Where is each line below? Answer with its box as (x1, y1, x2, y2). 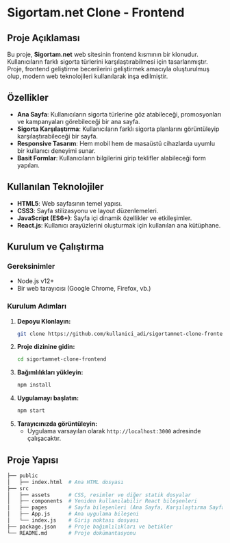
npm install (16, 382, 51, 389)
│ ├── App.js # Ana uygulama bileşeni (7, 511, 139, 518)
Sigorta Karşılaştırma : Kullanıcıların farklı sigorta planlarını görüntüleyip (16, 125, 220, 133)
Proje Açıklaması (7, 32, 80, 44)
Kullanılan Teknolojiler (7, 181, 104, 193)
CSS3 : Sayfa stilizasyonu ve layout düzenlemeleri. (16, 206, 159, 215)
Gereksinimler (7, 261, 55, 271)
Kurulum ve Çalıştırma (7, 241, 105, 253)
